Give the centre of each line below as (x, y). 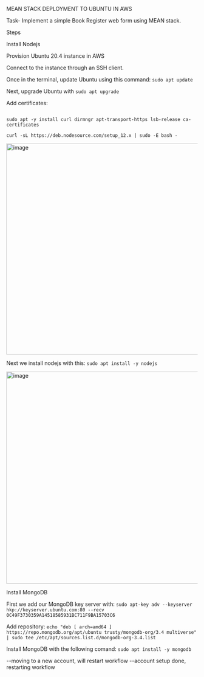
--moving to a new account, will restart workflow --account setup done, (96, 661)
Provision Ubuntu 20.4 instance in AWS (56, 56)
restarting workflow (31, 667)
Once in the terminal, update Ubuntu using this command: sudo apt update (100, 79)
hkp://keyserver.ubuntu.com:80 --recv (55, 610)
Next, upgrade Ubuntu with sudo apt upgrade (63, 91)
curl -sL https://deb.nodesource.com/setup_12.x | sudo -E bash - (92, 136)
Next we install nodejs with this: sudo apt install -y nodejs (82, 363)
